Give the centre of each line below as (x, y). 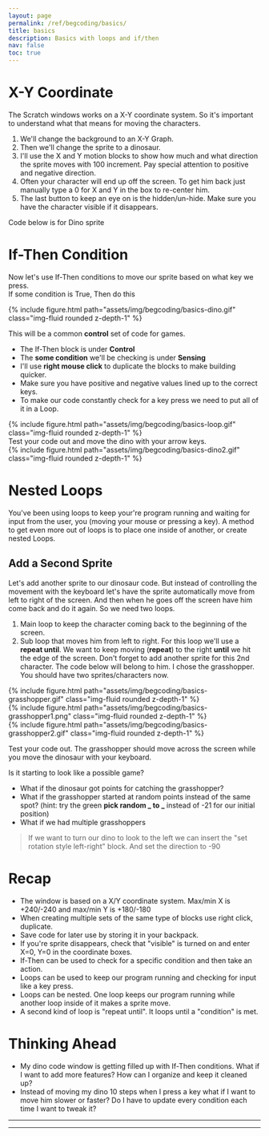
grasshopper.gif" (36, 699)
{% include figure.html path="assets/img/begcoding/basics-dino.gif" (122, 309)
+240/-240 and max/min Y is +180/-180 (85, 909)
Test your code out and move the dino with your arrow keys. (107, 441)
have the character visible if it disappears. (89, 207)
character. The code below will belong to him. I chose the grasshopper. (137, 667)
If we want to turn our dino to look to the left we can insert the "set (138, 837)
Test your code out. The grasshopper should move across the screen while (132, 748)
